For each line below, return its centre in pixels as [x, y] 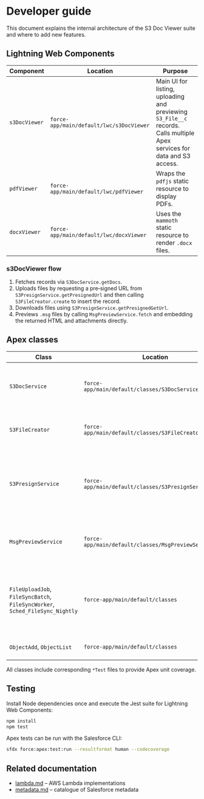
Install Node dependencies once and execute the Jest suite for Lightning [97, 703]
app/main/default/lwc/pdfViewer [97, 191]
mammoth [167, 220]
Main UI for [172, 81]
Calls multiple [175, 133]
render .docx [174, 243]
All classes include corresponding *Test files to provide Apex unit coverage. [101, 669]
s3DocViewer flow [34, 268]
